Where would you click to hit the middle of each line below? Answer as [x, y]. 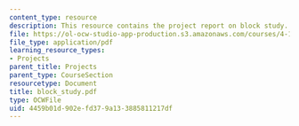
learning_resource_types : [57, 51]
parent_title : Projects [53, 67]
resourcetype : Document [53, 83]
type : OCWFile [36, 100]
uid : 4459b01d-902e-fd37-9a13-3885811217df [91, 108]
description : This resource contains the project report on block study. [149, 26]
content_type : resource [53, 17]
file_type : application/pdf [61, 42]
